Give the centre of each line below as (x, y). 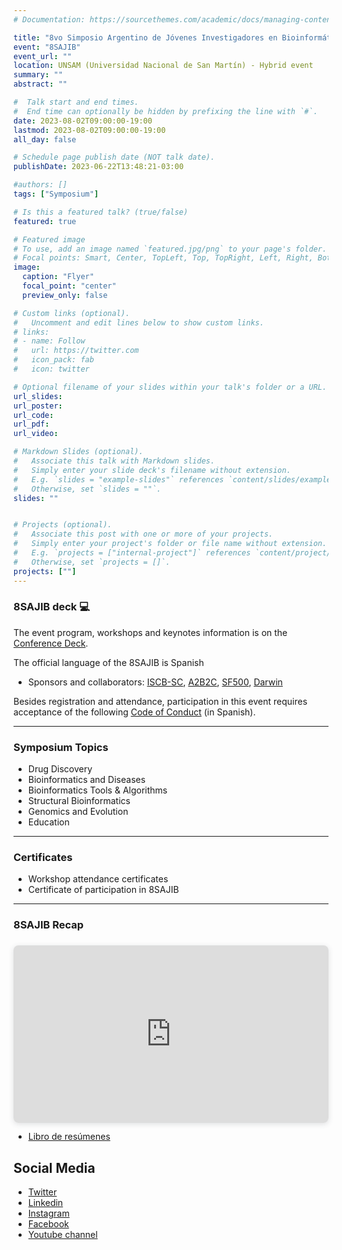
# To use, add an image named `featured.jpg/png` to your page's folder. (170, 249)
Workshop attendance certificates (98, 879)
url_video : (36, 434)
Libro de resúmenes (69, 1137)
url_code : (34, 415)
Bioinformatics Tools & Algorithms (97, 790)
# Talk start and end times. (76, 102)
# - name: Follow (49, 341)
